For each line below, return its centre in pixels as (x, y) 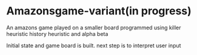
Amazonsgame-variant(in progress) (99, 11)
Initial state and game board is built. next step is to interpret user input (94, 45)
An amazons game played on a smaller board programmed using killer (94, 27)
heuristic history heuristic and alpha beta (57, 33)
